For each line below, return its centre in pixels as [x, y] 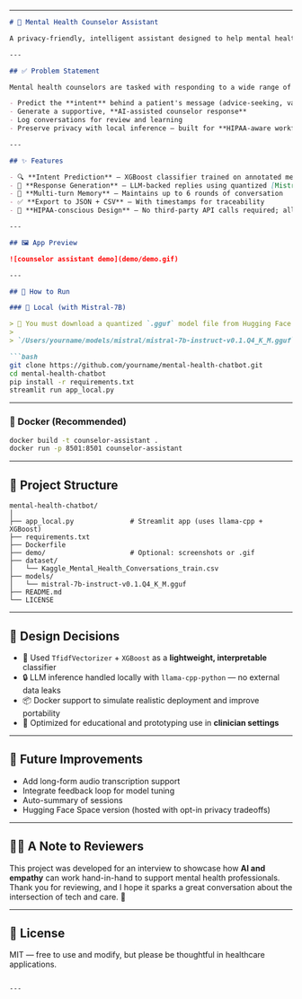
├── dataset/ [34, 561]
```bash [24, 357]
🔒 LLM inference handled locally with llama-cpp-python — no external [151, 677]
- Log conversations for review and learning [96, 120]
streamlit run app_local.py [62, 390]
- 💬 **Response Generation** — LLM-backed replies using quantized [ [142, 185]
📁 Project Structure [64, 485]
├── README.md [36, 592]
